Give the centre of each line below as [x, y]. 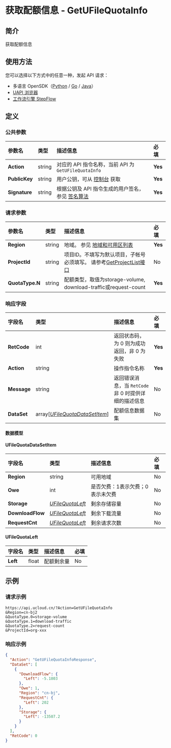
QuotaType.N [24, 283]
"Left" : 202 [36, 702]
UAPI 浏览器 [25, 92]
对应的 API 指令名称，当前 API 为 [96, 164]
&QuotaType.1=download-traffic [38, 621]
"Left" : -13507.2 [42, 717]
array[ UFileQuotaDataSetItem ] [72, 414]
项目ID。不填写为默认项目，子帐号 [105, 255]
